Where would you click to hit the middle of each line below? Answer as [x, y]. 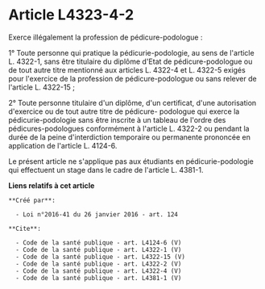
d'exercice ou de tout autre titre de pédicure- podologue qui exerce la [124, 111]
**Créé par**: [32, 200]
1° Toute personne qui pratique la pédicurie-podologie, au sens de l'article [132, 52]
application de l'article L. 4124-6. [63, 145]
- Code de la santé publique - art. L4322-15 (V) [100, 257]
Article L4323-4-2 [71, 15]
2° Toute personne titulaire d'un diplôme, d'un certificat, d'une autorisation [132, 103]
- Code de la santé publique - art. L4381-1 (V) [99, 278]
